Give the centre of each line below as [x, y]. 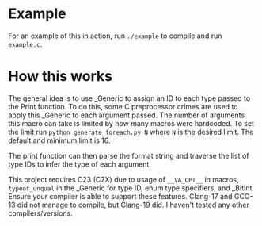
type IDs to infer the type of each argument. [80, 164]
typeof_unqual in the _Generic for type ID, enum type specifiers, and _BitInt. [131, 188]
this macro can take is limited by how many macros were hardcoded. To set [131, 123]
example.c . [25, 44]
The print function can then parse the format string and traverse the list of [129, 155]
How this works [61, 77]
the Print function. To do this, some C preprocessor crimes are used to [123, 106]
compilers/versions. [40, 213]
